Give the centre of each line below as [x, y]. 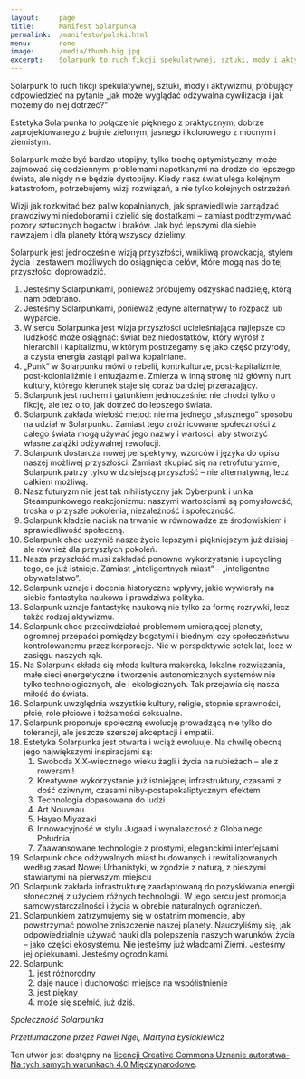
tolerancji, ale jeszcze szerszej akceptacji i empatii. [119, 732]
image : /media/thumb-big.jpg [76, 52]
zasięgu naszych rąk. [63, 655]
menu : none [43, 43]
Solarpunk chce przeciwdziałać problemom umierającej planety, [143, 626]
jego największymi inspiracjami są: [88, 752]
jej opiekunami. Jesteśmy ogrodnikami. [96, 954]
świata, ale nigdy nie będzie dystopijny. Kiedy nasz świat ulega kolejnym [145, 179]
